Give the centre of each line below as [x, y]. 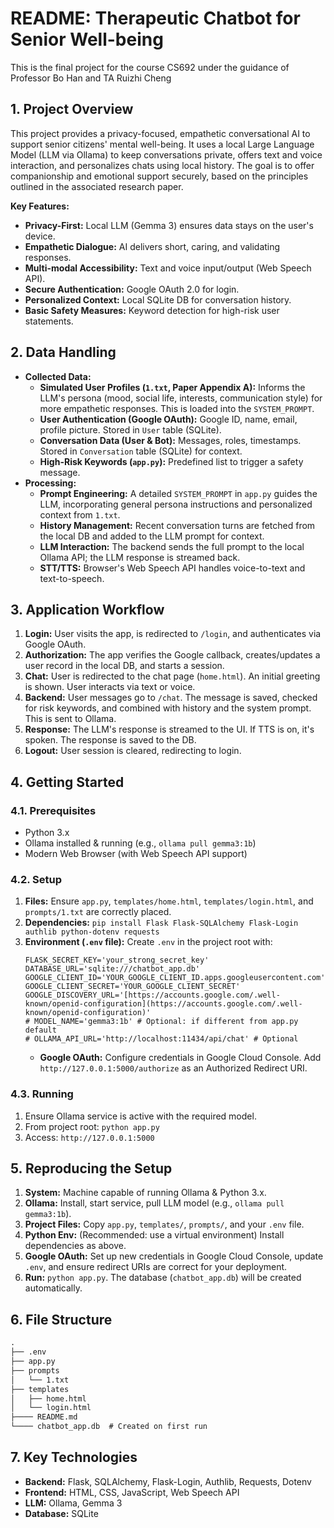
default [40, 1030]
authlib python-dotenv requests [92, 932]
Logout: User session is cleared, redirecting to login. [133, 751]
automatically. [53, 1288]
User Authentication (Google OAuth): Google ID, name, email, [168, 419]
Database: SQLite [61, 1513]
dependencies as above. [75, 1246]
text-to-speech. [72, 578]
